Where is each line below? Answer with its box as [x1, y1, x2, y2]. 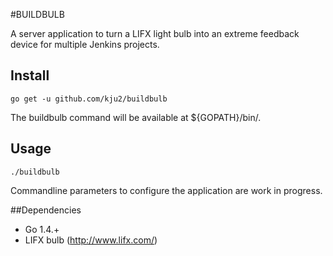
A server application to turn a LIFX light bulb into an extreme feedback [10, 28, 300, 39]
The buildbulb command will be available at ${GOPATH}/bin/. [10, 111, 262, 123]
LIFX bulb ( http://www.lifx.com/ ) [24, 234, 158, 246]
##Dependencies [10, 204, 82, 216]
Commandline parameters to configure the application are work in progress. [10, 184, 323, 196]
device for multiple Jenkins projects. [10, 39, 160, 50]
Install [10, 67, 50, 84]
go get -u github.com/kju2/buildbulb [10, 94, 168, 104]
